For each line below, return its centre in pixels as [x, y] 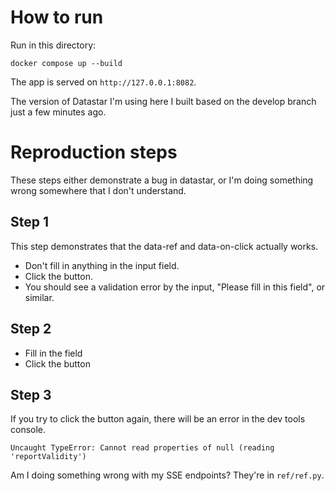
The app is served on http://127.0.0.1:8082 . [103, 82]
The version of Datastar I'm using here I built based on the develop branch [163, 101]
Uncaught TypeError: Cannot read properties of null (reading [142, 448]
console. [28, 430]
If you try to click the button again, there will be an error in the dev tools [158, 419]
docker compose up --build [66, 63]
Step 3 [31, 394]
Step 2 [31, 329]
